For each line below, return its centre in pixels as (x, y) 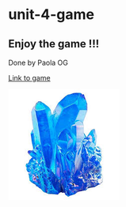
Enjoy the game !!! (54, 44)
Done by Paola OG (38, 62)
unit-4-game (52, 15)
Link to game (29, 78)
